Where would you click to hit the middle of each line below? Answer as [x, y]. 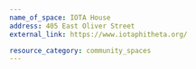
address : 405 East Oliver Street [72, 26]
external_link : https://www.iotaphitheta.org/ [98, 34]
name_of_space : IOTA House [60, 17]
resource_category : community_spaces [80, 50]
